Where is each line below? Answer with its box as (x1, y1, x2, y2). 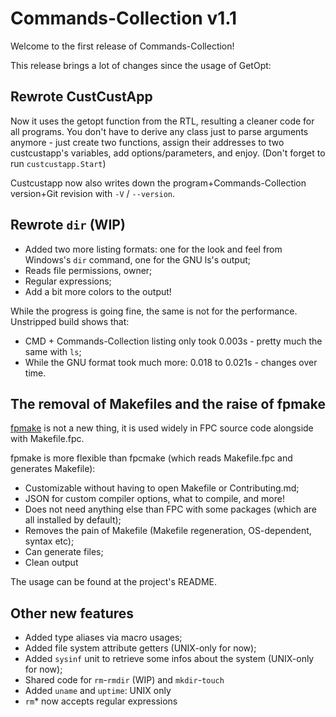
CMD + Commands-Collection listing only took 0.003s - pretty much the (24, 335, 323, 347)
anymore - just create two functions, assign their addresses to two (10, 136, 285, 148)
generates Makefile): (10, 463, 96, 475)
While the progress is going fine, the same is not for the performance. (10, 305, 298, 317)
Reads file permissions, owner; (24, 264, 153, 276)
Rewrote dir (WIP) (10, 217, 126, 234)
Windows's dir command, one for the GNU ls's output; (24, 253, 252, 266)
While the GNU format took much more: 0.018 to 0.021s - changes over (24, 356, 318, 368)
